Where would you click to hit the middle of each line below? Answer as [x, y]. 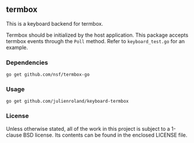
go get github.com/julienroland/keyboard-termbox [68, 102]
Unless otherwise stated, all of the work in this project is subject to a [88, 128]
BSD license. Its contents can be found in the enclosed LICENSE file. [105, 135]
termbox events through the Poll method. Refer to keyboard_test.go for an [96, 41]
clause [14, 135]
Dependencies [27, 62]
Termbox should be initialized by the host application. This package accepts [97, 35]
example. [17, 47]
